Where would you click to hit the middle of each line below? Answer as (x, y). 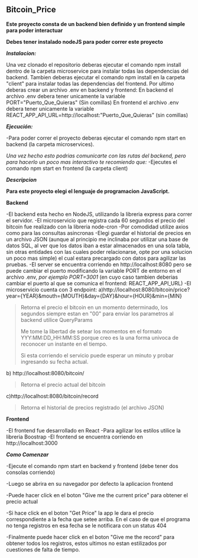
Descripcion (22, 179)
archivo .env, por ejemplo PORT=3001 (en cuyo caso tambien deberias (92, 277)
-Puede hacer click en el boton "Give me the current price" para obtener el (97, 495)
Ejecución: (20, 126)
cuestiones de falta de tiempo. (43, 549)
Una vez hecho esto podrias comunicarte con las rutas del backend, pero (96, 156)
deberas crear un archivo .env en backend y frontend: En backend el (90, 90)
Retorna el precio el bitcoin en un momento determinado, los (94, 307)
